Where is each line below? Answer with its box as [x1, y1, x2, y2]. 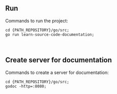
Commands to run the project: [5, 17, 68, 24]
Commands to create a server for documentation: [5, 69, 109, 76]
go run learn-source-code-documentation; [5, 32, 95, 37]
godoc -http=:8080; [5, 84, 47, 89]
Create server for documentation [5, 56, 112, 64]
